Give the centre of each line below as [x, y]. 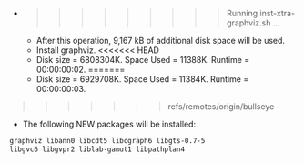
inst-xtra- [277, 13]
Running [242, 13]
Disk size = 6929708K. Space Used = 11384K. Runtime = [142, 79]
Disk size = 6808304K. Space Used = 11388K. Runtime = [143, 60]
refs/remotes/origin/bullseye [221, 107]
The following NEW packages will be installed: [109, 124]
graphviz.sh [248, 23]
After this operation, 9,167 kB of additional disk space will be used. [160, 41]
